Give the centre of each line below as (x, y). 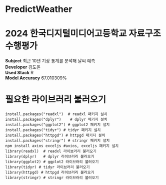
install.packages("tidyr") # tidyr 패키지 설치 (53, 130)
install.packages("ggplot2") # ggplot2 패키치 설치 (57, 125)
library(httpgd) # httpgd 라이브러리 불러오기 (50, 173)
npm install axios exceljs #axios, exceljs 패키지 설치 (62, 146)
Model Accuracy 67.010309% (36, 78)
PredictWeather (39, 9)
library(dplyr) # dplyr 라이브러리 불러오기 (50, 157)
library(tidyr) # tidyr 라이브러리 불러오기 (47, 167)
